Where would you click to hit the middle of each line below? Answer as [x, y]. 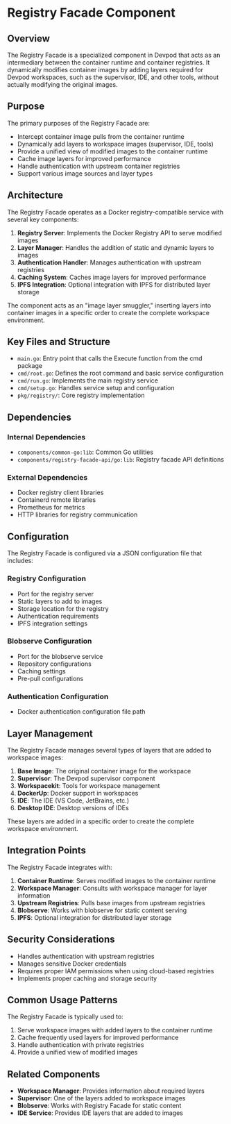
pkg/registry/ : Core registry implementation [81, 395]
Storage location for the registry [63, 608]
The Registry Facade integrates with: [60, 867]
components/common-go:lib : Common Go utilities [85, 452]
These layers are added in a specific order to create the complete [101, 821]
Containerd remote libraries [56, 500]
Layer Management [50, 733]
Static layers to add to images [60, 601]
